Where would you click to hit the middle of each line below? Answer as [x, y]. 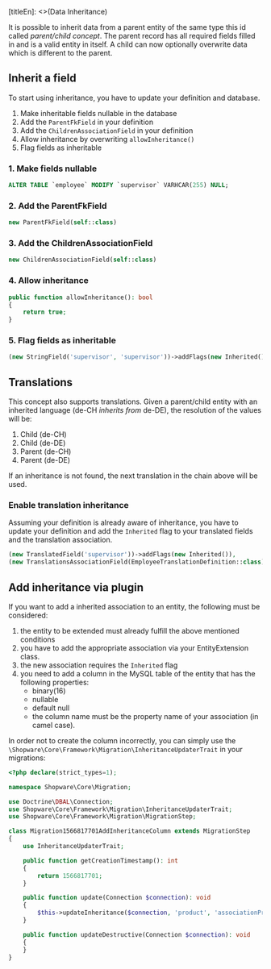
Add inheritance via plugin [76, 587]
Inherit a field [42, 79]
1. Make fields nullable [53, 168]
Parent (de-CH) [46, 451]
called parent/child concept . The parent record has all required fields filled [132, 36]
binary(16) [49, 690]
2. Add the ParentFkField [58, 206]
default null [51, 708]
